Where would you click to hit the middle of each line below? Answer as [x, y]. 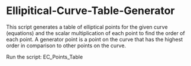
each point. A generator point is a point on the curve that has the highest [95, 39]
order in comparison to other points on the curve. [66, 46]
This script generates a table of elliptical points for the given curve [87, 27]
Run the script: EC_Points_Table [45, 57]
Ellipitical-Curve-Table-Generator [90, 11]
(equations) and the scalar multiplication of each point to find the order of [96, 33]
